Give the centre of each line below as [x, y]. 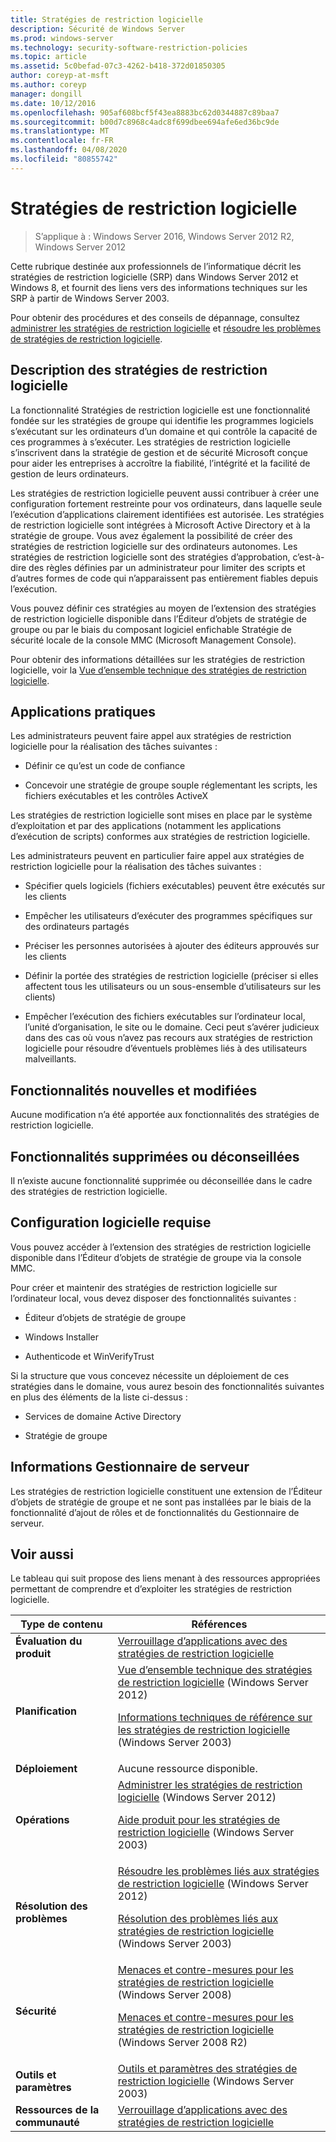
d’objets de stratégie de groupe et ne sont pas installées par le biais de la [161, 1502]
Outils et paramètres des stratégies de [207, 2069]
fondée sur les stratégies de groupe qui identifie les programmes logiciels [162, 420]
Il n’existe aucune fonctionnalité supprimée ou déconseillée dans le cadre [161, 1180]
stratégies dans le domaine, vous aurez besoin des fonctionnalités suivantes [167, 1386]
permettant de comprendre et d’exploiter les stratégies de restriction [151, 1589]
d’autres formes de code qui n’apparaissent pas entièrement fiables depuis [164, 578]
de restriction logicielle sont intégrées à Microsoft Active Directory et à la [160, 525]
